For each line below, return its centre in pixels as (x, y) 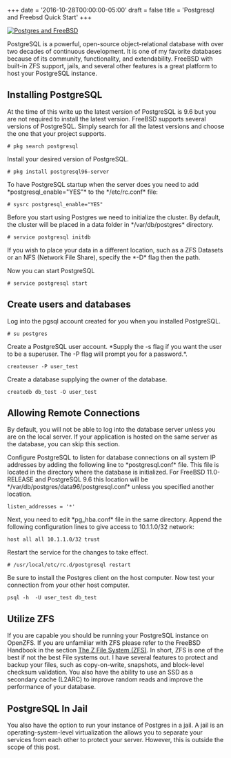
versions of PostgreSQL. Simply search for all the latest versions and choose (116, 126)
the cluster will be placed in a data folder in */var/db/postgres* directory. (110, 224)
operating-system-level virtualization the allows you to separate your (105, 732)
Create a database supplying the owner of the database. (87, 379)
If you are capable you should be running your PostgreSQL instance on (108, 636)
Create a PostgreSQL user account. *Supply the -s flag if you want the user (114, 346)
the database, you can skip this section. (64, 444)
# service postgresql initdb (49, 237)
